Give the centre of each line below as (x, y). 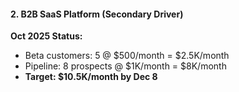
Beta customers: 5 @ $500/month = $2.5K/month (127, 56)
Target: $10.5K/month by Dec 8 (91, 77)
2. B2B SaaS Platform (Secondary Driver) (97, 14)
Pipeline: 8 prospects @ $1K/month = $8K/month (125, 66)
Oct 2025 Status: (46, 36)
